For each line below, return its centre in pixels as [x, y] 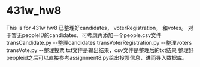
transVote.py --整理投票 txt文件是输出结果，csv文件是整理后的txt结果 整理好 [100, 50]
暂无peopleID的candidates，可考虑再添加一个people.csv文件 [86, 35]
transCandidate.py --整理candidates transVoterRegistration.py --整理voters [99, 42]
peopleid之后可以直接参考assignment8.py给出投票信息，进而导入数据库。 [97, 57]
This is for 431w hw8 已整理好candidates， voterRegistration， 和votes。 [96, 28]
